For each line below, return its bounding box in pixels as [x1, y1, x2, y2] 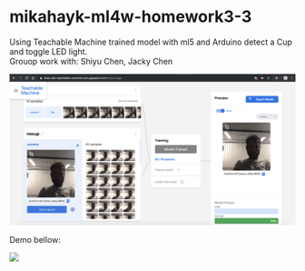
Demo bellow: [9, 235, 62, 246]
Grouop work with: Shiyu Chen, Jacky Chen [9, 55, 173, 66]
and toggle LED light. [9, 45, 88, 56]
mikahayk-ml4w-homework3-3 [9, 6, 252, 27]
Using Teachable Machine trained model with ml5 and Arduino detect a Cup [9, 36, 293, 47]
